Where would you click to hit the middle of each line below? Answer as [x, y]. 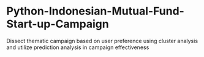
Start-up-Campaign [58, 24]
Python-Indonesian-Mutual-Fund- [96, 11]
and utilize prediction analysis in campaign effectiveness [78, 47]
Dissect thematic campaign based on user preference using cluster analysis [102, 41]
